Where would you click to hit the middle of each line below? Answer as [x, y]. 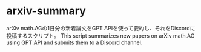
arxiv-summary [46, 11]
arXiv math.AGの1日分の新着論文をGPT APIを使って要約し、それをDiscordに [101, 28]
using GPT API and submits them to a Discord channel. [74, 42]
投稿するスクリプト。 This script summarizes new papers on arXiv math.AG [100, 36]
